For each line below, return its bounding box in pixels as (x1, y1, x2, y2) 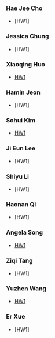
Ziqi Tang (6, 256, 33, 265)
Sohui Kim (6, 116, 36, 125)
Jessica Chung (6, 32, 49, 41)
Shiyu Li (6, 172, 29, 180)
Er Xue (6, 313, 25, 321)
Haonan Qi (6, 200, 36, 208)
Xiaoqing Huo (6, 60, 45, 68)
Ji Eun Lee (6, 144, 36, 152)
